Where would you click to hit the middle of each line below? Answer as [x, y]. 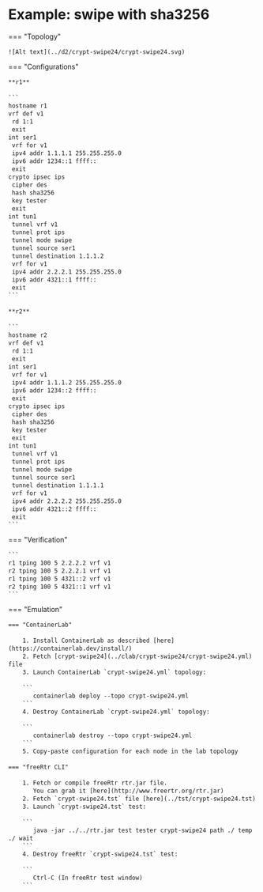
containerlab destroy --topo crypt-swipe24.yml [113, 735]
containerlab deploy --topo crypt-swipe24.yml [111, 696]
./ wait [21, 838]
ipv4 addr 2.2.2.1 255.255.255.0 [67, 272]
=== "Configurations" [43, 66]
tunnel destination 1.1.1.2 [58, 256]
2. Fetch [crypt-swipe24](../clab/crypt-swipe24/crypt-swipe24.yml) [137, 656]
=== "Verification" [38, 539]
